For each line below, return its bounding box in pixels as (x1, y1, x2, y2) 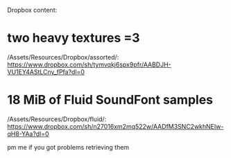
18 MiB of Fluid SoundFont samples (7, 92, 214, 108)
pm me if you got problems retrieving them (7, 143, 130, 151)
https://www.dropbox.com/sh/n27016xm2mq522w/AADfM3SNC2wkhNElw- (7, 122, 224, 130)
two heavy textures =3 (7, 30, 140, 46)
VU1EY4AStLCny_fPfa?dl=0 (7, 67, 85, 76)
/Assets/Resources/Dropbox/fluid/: (7, 114, 107, 123)
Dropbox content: (7, 6, 58, 14)
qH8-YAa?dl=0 (7, 130, 50, 138)
